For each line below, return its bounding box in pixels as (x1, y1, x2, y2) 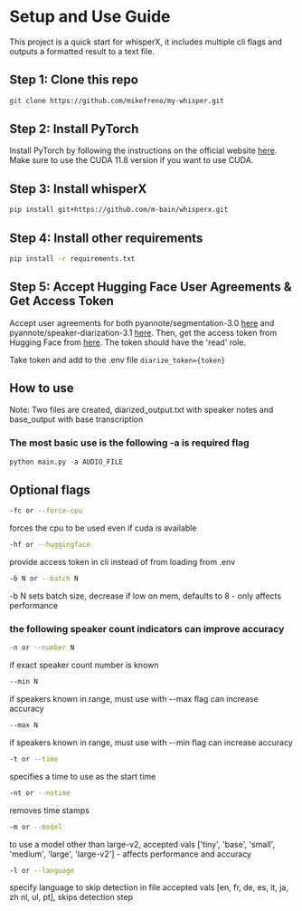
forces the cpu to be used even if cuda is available (9, 523, 197, 533)
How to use (9, 380, 74, 396)
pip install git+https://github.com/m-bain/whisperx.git (9, 206, 229, 215)
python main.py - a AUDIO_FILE (9, 457, 124, 466)
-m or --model (9, 822, 63, 831)
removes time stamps (9, 804, 90, 816)
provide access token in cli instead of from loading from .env (9, 557, 236, 568)
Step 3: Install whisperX (9, 181, 147, 197)
